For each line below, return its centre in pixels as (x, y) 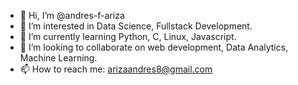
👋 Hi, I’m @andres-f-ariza (72, 15)
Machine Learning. (58, 58)
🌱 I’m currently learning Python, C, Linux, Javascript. (128, 36)
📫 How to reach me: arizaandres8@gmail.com (116, 69)
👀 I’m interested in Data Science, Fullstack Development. (136, 26)
